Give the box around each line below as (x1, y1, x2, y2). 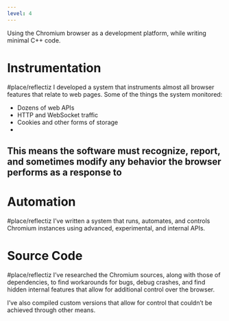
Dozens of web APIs (16, 104, 75, 112)
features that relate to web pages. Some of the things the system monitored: (7, 90, 223, 98)
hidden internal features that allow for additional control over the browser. (7, 285, 215, 294)
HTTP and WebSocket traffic (16, 110, 98, 119)
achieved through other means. (7, 306, 96, 314)
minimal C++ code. (7, 36, 61, 45)
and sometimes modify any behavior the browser (7, 156, 221, 167)
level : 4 (7, 10, 32, 17)
